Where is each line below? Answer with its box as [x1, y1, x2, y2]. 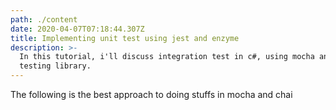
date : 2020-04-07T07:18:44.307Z [10, 24, 145, 34]
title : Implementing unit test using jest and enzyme [10, 33, 240, 43]
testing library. [19, 61, 92, 71]
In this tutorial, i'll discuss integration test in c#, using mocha [19, 52, 315, 62]
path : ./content [10, 14, 78, 25]
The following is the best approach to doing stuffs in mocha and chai [10, 89, 293, 100]
